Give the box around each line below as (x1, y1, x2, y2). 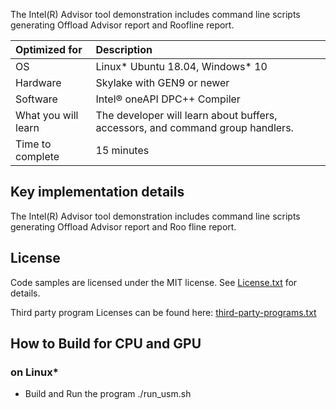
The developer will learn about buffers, (95, 109, 278, 122)
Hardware (15, 76, 62, 89)
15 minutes (95, 144, 150, 157)
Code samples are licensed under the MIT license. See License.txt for (10, 276, 298, 288)
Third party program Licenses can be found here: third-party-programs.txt (10, 306, 317, 318)
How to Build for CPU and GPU (10, 335, 202, 353)
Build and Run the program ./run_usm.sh (24, 388, 192, 400)
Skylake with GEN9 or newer (95, 76, 230, 89)
